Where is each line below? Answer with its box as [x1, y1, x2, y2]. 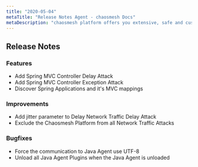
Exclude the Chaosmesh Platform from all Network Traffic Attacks [14, 119, 174, 127]
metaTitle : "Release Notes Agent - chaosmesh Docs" [6, 14, 136, 20]
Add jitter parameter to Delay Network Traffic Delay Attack [14, 113, 157, 120]
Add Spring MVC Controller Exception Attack [14, 79, 124, 86]
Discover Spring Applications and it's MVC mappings [14, 85, 143, 92]
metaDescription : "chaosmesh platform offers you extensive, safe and [6, 19, 183, 25]
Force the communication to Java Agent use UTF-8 [14, 148, 140, 155]
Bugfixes [6, 134, 32, 142]
